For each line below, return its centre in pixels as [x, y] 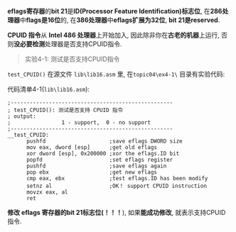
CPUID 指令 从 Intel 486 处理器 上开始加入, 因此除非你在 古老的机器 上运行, [114, 35]
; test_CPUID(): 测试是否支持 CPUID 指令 [65, 110]
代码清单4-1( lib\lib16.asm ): [49, 89]
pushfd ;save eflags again [96, 166]
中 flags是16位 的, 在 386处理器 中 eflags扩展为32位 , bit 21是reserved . [120, 20]
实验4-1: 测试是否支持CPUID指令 [72, 59]
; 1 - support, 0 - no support [79, 123]
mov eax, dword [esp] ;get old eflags [92, 148]
